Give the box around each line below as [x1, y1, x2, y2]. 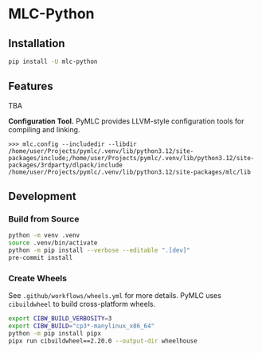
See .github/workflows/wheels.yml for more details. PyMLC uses [8, 291, 221, 300]
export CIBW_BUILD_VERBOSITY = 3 [8, 315, 112, 323]
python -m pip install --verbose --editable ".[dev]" [8, 246, 191, 255]
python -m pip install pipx [8, 329, 102, 337]
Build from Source [8, 214, 80, 224]
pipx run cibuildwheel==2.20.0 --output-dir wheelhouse [8, 336, 197, 345]
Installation [8, 37, 65, 50]
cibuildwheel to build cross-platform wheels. [8, 300, 156, 309]
